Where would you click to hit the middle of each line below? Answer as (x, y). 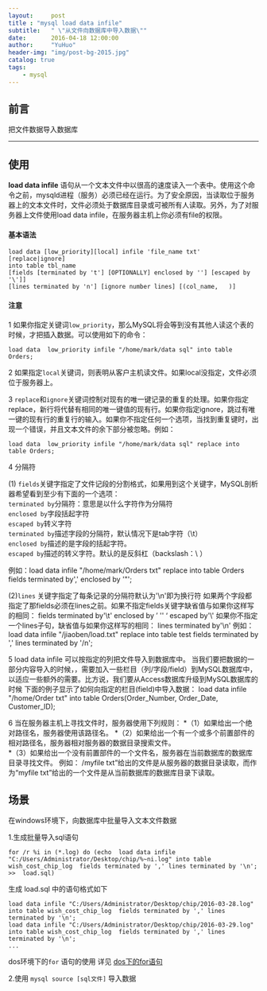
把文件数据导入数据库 (43, 130)
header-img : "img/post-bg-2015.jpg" (69, 52)
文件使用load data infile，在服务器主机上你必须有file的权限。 (128, 215)
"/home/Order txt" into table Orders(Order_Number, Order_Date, (113, 698)
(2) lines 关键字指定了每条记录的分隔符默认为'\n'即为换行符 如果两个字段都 (130, 595)
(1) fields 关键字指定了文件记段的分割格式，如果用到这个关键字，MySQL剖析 (133, 484)
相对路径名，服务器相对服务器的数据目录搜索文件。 (92, 742)
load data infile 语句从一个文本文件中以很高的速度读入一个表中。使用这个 (128, 185)
